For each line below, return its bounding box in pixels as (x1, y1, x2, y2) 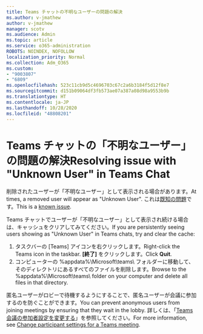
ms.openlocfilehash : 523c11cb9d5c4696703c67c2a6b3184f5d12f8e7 (6, 83, 170, 89)
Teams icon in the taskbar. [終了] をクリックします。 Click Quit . (15, 250, 172, 258)
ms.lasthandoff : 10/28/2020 (6, 104, 78, 111)
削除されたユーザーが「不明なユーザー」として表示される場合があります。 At (6, 188, 197, 195)
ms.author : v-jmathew (6, 15, 61, 21)
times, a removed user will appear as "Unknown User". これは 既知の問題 (6, 196, 187, 203)
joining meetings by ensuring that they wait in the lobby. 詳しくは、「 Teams (6, 307, 193, 314)
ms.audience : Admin (6, 32, 56, 38)
